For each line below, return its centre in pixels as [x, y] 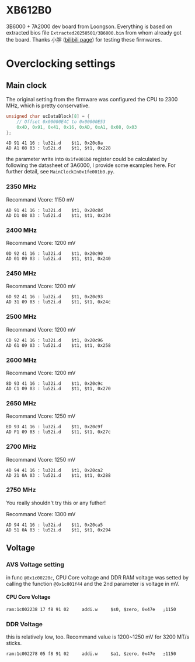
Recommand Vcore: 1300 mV [41, 514]
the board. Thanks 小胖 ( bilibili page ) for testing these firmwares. [84, 39]
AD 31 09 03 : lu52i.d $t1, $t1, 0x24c [58, 302]
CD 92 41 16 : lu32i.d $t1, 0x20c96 [55, 340]
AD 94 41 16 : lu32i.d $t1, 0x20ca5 [55, 525]
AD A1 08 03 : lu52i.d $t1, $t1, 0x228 [58, 148]
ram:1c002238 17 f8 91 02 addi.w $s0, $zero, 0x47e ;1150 [91, 609]
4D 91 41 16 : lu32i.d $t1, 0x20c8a [55, 143]
